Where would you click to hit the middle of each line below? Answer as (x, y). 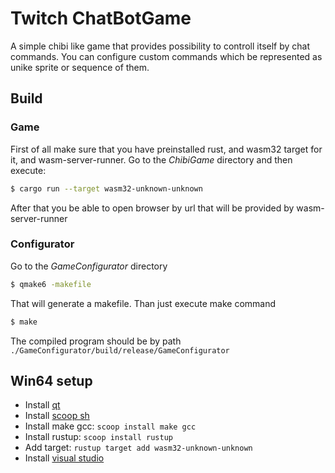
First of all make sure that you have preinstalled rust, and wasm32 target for (166, 149)
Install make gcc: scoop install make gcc (110, 426)
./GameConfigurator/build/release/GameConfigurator (120, 350)
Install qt (42, 405)
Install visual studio (64, 458)
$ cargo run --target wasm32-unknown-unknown (106, 188)
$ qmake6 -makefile (51, 284)
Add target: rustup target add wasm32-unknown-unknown (138, 448)
